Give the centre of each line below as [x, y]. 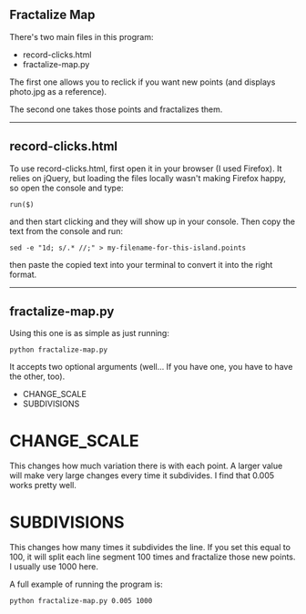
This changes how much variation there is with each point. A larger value [146, 466]
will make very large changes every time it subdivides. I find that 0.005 [142, 476]
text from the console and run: [66, 230]
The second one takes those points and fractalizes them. [116, 109]
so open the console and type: [67, 188]
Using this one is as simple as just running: [90, 333]
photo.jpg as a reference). [58, 91]
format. [23, 274]
